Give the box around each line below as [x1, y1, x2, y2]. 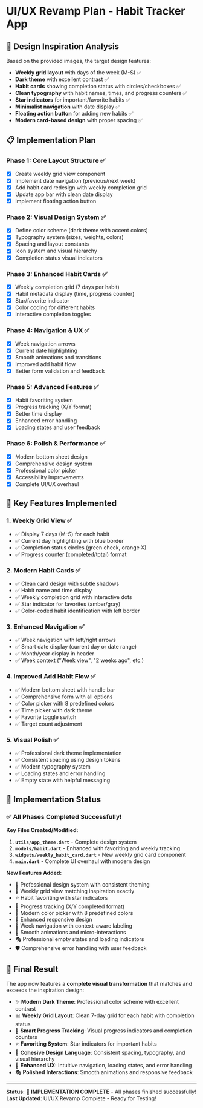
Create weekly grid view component [14, 170, 106, 177]
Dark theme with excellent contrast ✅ [14, 76, 109, 83]
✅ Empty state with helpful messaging [14, 776, 111, 784]
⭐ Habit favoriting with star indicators [14, 894, 108, 901]
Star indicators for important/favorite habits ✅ [14, 96, 131, 103]
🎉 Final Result [6, 964, 59, 974]
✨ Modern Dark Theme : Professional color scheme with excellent [14, 998, 179, 1006]
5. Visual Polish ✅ [6, 735, 59, 744]
